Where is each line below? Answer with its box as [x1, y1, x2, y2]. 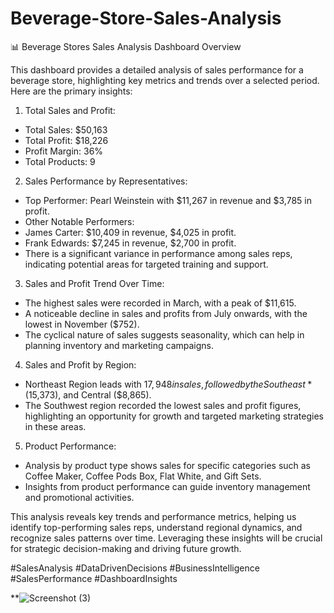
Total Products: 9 [24, 155, 96, 167]
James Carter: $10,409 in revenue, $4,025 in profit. [24, 226, 237, 238]
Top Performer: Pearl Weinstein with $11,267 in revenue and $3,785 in [24, 194, 312, 206]
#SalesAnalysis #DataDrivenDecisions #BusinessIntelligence [10, 562, 260, 574]
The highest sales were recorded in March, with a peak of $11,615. [24, 297, 297, 309]
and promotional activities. [24, 491, 135, 503]
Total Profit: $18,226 [24, 134, 109, 146]
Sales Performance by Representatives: [24, 175, 188, 187]
